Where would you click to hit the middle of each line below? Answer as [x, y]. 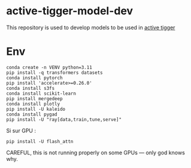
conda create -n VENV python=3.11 [49, 67]
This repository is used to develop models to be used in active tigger [91, 27]
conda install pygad [32, 114]
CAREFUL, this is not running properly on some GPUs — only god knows [96, 153]
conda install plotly [33, 104]
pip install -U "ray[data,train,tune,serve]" [64, 119]
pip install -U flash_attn [40, 141]
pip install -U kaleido [36, 109]
